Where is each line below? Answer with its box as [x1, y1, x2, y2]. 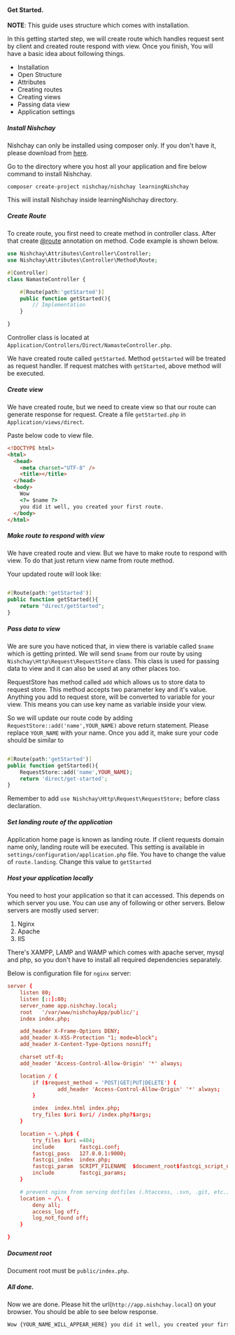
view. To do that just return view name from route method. [7, 556, 175, 565]
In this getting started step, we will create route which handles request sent [7, 35, 225, 43]
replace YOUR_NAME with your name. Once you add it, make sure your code [7, 728, 219, 737]
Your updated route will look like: [7, 570, 101, 579]
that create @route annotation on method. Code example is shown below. [7, 236, 219, 245]
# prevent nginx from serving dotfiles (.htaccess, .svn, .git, [20, 1188, 211, 1196]
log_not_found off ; [32, 1215, 90, 1222]
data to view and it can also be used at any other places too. [7, 664, 181, 672]
